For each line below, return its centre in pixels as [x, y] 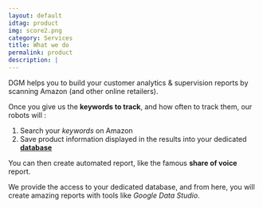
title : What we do [39, 45]
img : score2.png [35, 30]
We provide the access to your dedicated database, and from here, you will [131, 186]
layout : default [35, 16]
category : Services [41, 38]
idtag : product [33, 23]
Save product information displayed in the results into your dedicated [133, 139]
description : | [33, 61]
